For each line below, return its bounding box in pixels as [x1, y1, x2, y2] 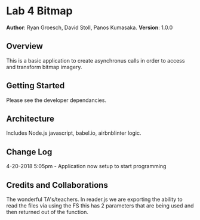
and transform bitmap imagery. [6, 63, 82, 70]
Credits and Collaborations [6, 180, 109, 190]
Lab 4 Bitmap [6, 4, 73, 18]
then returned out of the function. [6, 209, 88, 215]
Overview [6, 41, 44, 51]
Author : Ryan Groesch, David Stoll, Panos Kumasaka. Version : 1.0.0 [6, 24, 173, 31]
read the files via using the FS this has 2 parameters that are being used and [6, 202, 194, 209]
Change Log [6, 147, 53, 157]
